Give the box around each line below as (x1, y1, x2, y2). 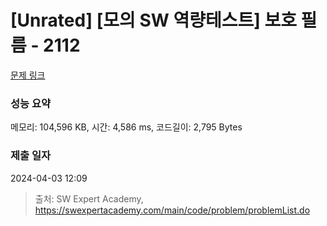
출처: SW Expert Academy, (34, 192, 144, 205)
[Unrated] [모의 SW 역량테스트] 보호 (10, 9, 297, 32)
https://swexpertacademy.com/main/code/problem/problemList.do (34, 204, 311, 216)
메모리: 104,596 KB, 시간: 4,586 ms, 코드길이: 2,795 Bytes (10, 121, 243, 133)
